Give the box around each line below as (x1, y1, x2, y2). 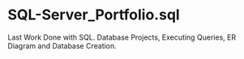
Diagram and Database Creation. (7, 40, 117, 50)
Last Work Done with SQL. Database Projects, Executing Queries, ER (7, 32, 237, 42)
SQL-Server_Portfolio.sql (7, 6, 180, 24)
